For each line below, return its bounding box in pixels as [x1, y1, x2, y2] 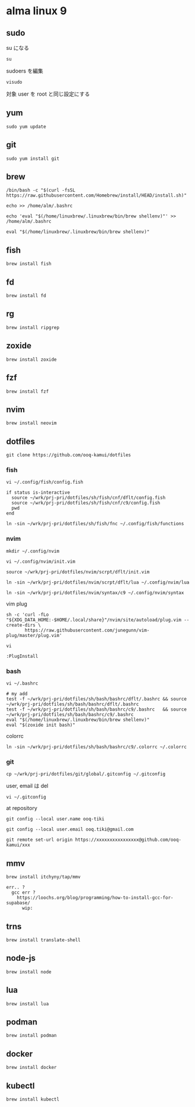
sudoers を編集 [6, 67, 43, 74]
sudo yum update [6, 124, 46, 130]
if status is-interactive [6, 490, 70, 496]
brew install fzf [6, 388, 49, 395]
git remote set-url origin [6, 837, 73, 843]
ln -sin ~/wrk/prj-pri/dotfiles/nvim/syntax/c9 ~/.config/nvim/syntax [6, 589, 184, 595]
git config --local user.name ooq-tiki [6, 816, 105, 822]
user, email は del [6, 783, 49, 790]
